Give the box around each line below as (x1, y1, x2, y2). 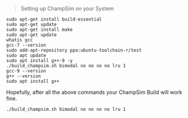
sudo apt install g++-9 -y (6, 58, 73, 64)
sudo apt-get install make (6, 27, 73, 32)
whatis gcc (6, 37, 33, 43)
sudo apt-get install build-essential (6, 17, 102, 22)
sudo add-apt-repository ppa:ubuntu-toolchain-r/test (6, 47, 142, 53)
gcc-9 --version (6, 68, 46, 74)
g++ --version (6, 73, 42, 79)
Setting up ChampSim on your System (20, 5, 114, 12)
